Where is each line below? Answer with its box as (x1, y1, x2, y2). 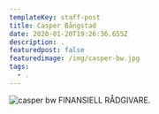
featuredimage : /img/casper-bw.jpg (9, 54, 140, 63)
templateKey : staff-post (9, 12, 101, 22)
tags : (9, 63, 29, 72)
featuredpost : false (9, 46, 86, 55)
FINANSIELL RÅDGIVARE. (58, 95, 151, 105)
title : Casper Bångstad (9, 21, 97, 30)
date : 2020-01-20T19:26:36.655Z (9, 29, 128, 38)
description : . (9, 37, 65, 47)
